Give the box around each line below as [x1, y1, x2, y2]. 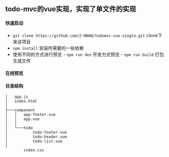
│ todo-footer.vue [5, 130, 67, 135]
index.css [23, 148, 44, 153]
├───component [5, 108, 36, 113]
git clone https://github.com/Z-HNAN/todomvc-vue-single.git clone [12, 32, 158, 38]
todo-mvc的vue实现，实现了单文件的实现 [5, 5, 136, 14]
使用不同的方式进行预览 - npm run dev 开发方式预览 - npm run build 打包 [12, 51, 164, 57]
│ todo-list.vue [5, 139, 63, 144]
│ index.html [5, 99, 38, 104]
